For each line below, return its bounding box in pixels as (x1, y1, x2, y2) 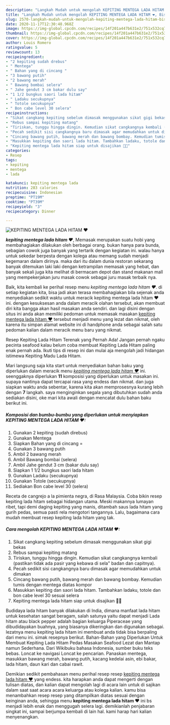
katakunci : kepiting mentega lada (6, 181, 79, 186)
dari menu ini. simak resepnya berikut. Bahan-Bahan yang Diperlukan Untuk (6, 634, 163, 641)
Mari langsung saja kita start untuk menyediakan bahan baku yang (6, 363, 144, 369)
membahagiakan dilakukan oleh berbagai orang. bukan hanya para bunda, (6, 242, 160, 248)
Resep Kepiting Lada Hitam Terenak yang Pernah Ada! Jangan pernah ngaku (6, 337, 165, 343)
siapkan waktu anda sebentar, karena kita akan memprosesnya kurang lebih (6, 384, 163, 390)
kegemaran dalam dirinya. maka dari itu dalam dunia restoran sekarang (6, 258, 153, 264)
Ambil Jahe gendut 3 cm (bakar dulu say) (13, 462, 99, 468)
